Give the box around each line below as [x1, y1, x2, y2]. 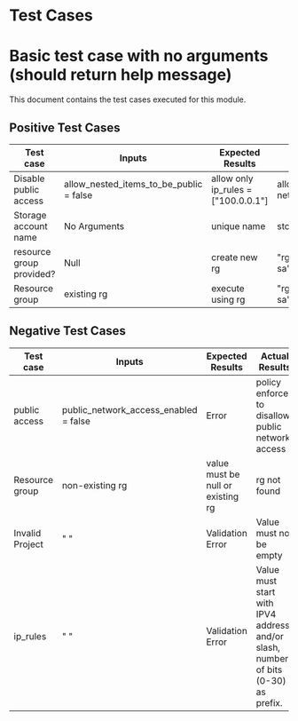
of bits [255, 663, 283, 676]
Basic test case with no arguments [9, 46, 269, 67]
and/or [255, 630, 284, 642]
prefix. [255, 696, 283, 709]
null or [206, 479, 232, 491]
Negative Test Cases [9, 323, 127, 338]
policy [255, 376, 282, 388]
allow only [211, 172, 254, 185]
